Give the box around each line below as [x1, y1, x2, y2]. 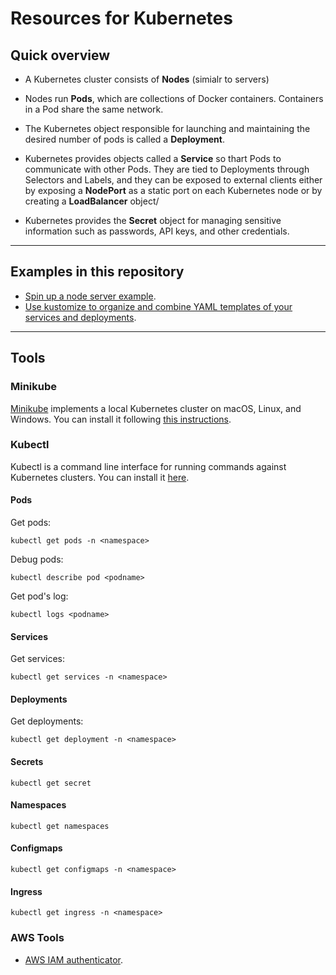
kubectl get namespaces [10, 821, 110, 831]
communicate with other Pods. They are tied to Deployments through [24, 163, 310, 175]
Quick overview [10, 47, 111, 64]
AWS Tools [10, 931, 65, 945]
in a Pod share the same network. [24, 103, 164, 115]
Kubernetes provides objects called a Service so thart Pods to [24, 153, 282, 164]
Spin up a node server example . [24, 290, 157, 302]
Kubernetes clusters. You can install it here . [10, 471, 190, 483]
